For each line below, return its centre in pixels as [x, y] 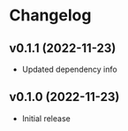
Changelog [50, 15]
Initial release [46, 118]
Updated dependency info [69, 69]
